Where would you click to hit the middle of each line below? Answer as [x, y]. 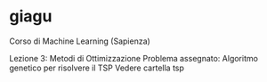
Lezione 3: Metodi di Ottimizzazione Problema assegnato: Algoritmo [133, 58]
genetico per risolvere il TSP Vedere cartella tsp [97, 68]
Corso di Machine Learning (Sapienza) [80, 41]
